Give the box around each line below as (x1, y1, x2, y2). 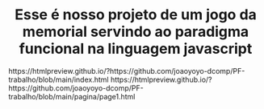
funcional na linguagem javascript (19, 40, 253, 58)
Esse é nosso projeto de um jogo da (15, 6, 257, 24)
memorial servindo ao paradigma (22, 22, 249, 41)
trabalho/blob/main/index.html (8, 75, 109, 84)
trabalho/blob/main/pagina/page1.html (8, 91, 136, 101)
